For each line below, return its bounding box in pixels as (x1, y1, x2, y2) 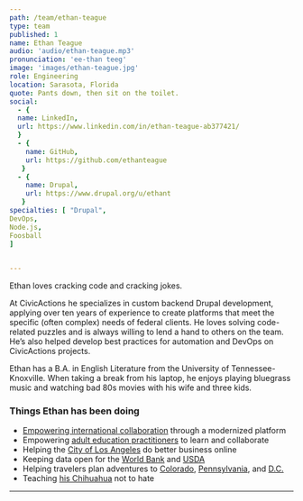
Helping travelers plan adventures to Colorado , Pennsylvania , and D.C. (22, 463, 284, 474)
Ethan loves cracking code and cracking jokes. (9, 280, 183, 291)
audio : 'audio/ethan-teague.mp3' (9, 47, 135, 56)
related (9, 326, 36, 338)
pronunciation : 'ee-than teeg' (9, 55, 127, 64)
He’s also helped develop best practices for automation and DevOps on (9, 336, 274, 347)
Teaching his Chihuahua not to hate (22, 473, 155, 484)
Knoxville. (9, 373, 46, 384)
